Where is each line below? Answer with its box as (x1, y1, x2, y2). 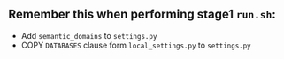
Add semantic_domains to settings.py (20, 30, 157, 41)
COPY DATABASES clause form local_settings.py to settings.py (20, 40, 251, 50)
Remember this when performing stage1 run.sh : (8, 7, 276, 22)
